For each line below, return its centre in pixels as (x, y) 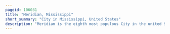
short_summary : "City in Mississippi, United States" (63, 19)
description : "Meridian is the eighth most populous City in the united (83, 24)
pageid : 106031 (21, 10)
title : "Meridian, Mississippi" (39, 14)
